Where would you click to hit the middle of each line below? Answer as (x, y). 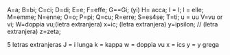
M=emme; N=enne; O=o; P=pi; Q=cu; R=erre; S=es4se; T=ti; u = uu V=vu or (115, 17)
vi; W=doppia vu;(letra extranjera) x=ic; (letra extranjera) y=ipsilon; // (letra (113, 24)
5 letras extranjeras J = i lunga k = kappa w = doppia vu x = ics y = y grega (113, 44)
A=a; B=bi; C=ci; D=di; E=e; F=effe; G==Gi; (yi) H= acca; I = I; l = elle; (105, 10)
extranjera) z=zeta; (34, 31)
